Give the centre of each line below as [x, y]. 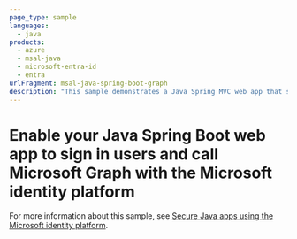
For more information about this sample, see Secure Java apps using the [141, 216]
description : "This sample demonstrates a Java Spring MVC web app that [146, 91]
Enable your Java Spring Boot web [138, 135]
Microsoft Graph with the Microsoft [141, 173]
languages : [29, 26]
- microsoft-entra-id [57, 67]
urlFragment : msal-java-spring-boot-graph [88, 83]
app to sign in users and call [114, 154]
